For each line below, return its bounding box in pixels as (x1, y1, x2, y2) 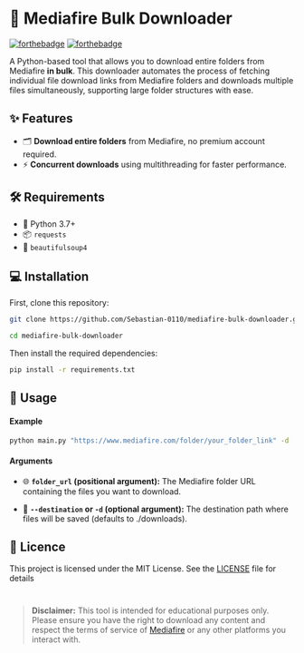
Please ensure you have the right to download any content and (31, 614, 265, 625)
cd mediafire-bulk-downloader (9, 331, 124, 341)
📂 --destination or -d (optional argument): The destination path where (22, 503, 290, 514)
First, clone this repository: (9, 297, 109, 308)
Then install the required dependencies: (9, 348, 158, 359)
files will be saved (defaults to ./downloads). (22, 512, 188, 524)
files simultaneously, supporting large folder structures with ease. (9, 84, 254, 95)
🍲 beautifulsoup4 (22, 241, 88, 252)
